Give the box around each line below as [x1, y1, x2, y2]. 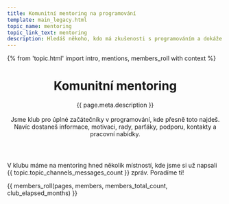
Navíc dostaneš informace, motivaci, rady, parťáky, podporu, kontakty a [13, 123, 217, 131]
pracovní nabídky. [90, 130, 141, 138]
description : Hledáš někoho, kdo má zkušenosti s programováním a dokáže [7, 36, 223, 42]
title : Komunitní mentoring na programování [7, 10, 136, 17]
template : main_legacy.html [7, 16, 88, 23]
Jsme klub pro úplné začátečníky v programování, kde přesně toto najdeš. [10, 116, 220, 124]
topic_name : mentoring [7, 23, 72, 29]
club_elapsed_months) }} [7, 189, 77, 197]
